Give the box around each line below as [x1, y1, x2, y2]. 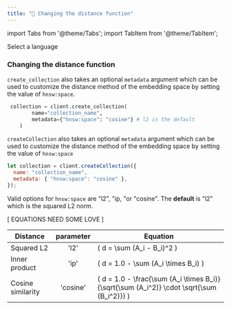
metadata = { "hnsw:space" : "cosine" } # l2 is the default [32, 116, 195, 123]
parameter [55, 231, 91, 241]
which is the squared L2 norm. [7, 201, 93, 210]
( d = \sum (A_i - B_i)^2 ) [97, 242, 178, 252]
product [10, 262, 36, 272]
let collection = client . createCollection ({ [7, 163, 137, 169]
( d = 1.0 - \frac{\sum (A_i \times [97, 273, 204, 283]
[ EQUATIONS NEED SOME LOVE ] [7, 215, 104, 223]
